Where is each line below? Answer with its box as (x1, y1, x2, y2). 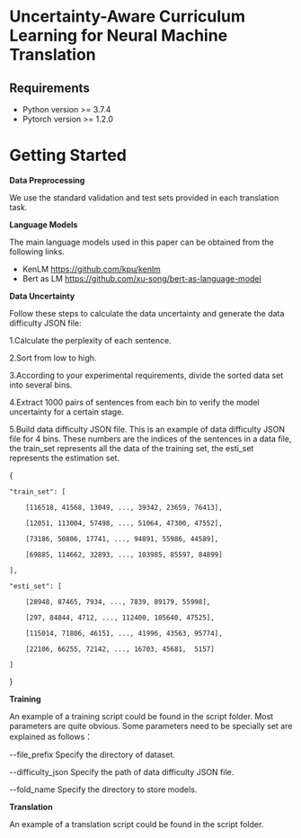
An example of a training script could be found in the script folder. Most (9, 710, 274, 721)
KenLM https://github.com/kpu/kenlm (22, 263, 162, 274)
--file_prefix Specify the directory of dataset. (9, 749, 175, 760)
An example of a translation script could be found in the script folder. (9, 818, 264, 829)
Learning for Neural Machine (9, 25, 228, 46)
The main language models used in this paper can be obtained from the (9, 236, 274, 247)
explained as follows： (9, 731, 93, 742)
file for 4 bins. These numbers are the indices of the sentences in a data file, (9, 433, 292, 444)
